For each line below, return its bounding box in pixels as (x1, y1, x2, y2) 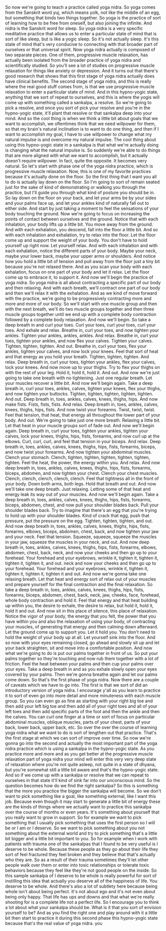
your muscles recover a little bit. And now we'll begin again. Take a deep (5, 380, 153, 386)
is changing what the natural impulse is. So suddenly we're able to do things (5, 147, 161, 153)
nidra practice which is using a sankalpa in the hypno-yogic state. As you (5, 746, 155, 752)
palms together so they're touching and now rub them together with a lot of (5, 655, 159, 661)
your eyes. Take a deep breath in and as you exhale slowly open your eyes (5, 666, 157, 672)
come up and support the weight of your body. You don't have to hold (5, 237, 148, 243)
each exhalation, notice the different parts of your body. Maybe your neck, (5, 248, 157, 254)
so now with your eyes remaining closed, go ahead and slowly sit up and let (5, 640, 160, 645)
